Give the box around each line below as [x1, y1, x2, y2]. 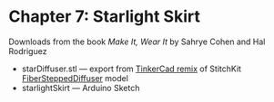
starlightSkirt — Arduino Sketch [21, 82, 140, 93]
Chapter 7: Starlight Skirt [8, 6, 201, 27]
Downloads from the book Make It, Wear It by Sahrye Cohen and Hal [8, 36, 266, 47]
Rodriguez [8, 45, 47, 56]
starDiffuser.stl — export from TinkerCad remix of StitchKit [21, 63, 242, 74]
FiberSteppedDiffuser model [21, 72, 129, 83]
